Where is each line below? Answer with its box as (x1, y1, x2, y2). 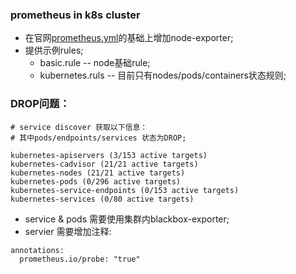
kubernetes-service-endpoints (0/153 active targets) (10, 185, 240, 195)
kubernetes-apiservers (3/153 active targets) (10, 150, 208, 160)
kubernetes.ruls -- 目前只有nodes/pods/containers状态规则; (39, 69, 287, 82)
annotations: (10, 245, 65, 255)
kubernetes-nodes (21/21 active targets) (10, 168, 186, 178)
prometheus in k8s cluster (10, 8, 141, 22)
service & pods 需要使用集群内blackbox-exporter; (24, 213, 230, 225)
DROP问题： (10, 97, 70, 111)
